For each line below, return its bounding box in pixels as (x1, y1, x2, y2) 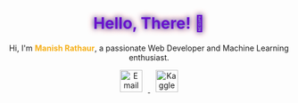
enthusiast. (128, 51, 170, 62)
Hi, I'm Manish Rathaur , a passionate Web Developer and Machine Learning (9, 43, 289, 53)
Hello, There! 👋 (93, 13, 205, 34)
